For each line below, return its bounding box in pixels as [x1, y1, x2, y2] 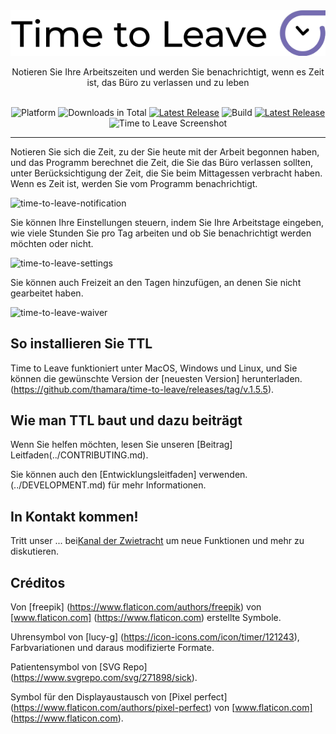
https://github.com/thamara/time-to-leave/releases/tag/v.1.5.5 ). [13, 383, 275, 395]
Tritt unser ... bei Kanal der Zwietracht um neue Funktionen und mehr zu [10, 535, 305, 547]
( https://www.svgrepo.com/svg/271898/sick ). [10, 672, 198, 684]
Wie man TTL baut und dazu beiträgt [10, 412, 243, 429]
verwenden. [198, 469, 248, 481]
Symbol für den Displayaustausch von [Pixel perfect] [10, 691, 228, 703]
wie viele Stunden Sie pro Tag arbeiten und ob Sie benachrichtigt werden [10, 227, 312, 239]
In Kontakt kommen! [10, 508, 139, 525]
